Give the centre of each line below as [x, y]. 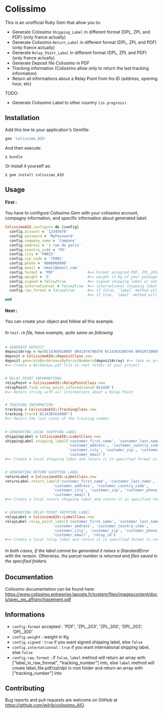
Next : [11, 310]
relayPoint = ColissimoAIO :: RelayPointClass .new [55, 383]
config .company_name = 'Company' [43, 241]
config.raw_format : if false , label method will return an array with [79, 657]
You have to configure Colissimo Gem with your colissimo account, [72, 213]
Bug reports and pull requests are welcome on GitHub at [61, 700]
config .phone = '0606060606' [39, 263]
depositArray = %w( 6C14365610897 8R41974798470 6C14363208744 [69, 352]
